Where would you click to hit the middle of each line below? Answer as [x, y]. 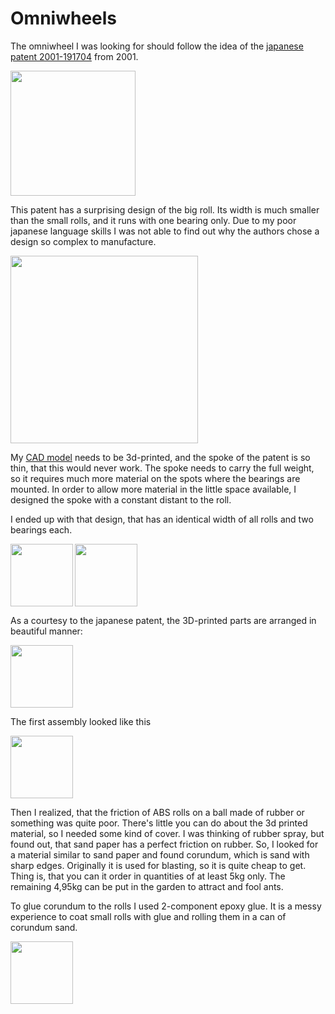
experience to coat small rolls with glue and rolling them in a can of [148, 916]
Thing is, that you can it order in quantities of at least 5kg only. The [148, 876]
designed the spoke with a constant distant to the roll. [121, 499]
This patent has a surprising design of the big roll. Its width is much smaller [165, 209]
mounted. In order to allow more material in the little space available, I [153, 489]
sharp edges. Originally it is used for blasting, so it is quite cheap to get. [158, 865]
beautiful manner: [46, 631]
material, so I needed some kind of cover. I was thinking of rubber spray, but [167, 833]
